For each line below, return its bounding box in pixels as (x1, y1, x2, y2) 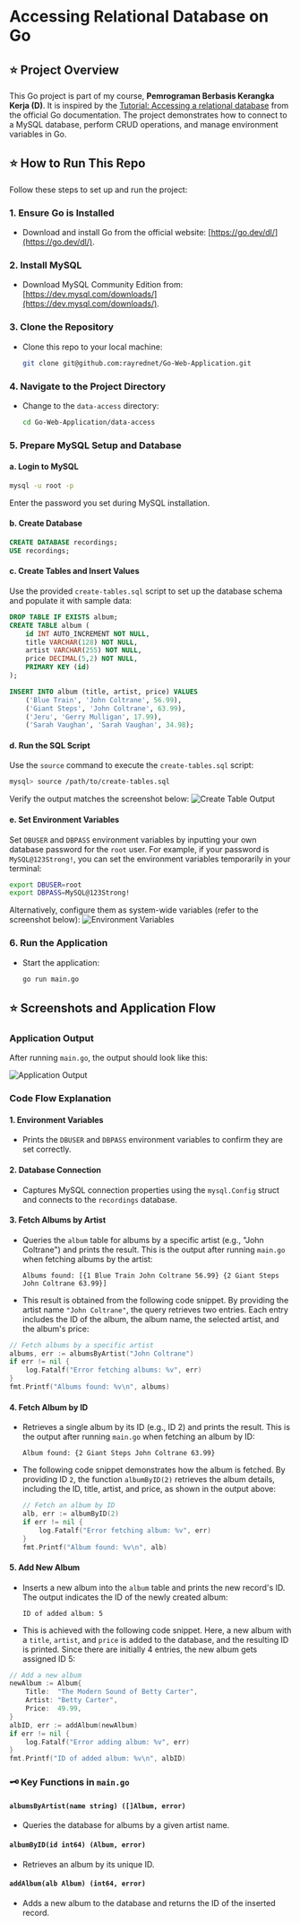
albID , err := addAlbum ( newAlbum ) (9, 1720, 139, 1730)
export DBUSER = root (9, 880, 82, 889)
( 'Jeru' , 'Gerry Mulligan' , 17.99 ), (25, 712, 163, 721)
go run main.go (21, 975, 80, 984)
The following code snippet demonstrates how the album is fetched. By (21, 1464, 286, 1475)
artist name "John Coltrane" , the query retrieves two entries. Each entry (21, 1304, 289, 1315)
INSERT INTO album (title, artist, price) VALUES (9, 687, 199, 696)
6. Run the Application (9, 937, 108, 949)
